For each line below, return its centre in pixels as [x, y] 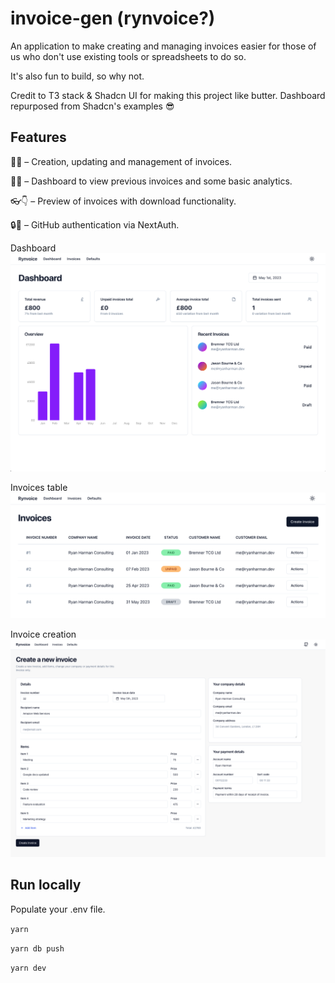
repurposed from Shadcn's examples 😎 [92, 106]
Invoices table [39, 487]
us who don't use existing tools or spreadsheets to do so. [128, 56]
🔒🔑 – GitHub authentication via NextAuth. [95, 224]
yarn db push [37, 948]
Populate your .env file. [58, 909]
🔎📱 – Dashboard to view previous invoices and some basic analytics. [151, 181]
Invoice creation [43, 634]
